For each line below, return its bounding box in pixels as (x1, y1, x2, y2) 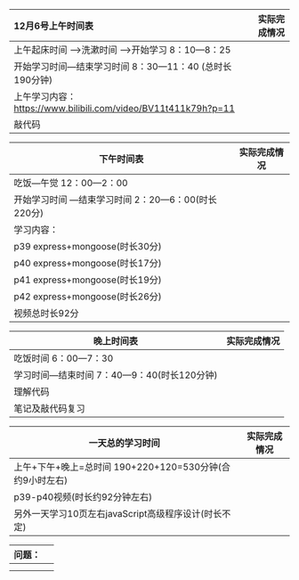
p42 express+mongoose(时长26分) (13, 290, 162, 302)
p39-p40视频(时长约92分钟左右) (13, 491, 153, 502)
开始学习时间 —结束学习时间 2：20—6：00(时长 (13, 193, 218, 206)
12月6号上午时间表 (13, 20, 94, 32)
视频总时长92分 (13, 307, 79, 319)
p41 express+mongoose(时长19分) (13, 274, 162, 286)
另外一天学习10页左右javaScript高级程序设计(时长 (13, 508, 222, 519)
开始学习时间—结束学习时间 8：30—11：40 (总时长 (13, 61, 232, 72)
